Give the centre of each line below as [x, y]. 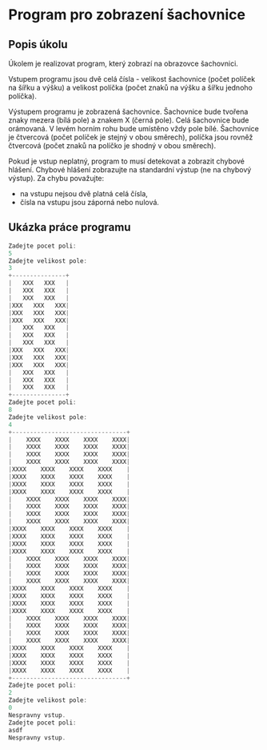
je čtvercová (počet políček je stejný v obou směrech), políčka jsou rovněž [131, 137]
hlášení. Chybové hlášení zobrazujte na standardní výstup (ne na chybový [130, 169]
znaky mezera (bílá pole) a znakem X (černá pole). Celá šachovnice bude [129, 120]
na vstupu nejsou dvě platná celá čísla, [84, 194]
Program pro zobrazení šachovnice [127, 15]
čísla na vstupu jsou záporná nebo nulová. [90, 202]
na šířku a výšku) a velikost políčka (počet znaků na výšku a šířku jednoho [131, 87]
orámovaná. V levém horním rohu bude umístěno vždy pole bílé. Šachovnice [134, 129]
